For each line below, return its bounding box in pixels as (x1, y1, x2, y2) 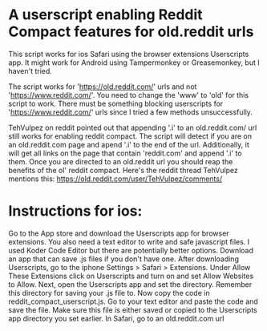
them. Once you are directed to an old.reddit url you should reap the (8, 156, 233, 166)
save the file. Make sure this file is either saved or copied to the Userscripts (8, 305, 258, 314)
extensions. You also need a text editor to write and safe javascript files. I (8, 236, 250, 246)
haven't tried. (8, 66, 52, 75)
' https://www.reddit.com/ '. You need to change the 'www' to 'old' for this (8, 90, 249, 99)
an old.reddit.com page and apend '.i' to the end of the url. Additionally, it (8, 139, 250, 149)
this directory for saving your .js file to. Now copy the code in (8, 288, 210, 297)
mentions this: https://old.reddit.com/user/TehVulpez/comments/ (8, 174, 223, 184)
